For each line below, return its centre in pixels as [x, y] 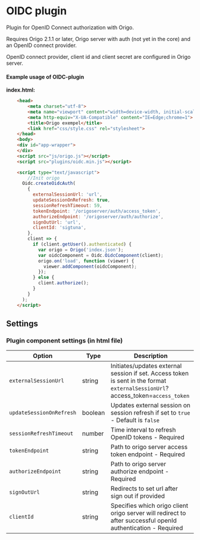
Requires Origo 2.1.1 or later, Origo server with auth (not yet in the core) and [98, 39]
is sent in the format [138, 381]
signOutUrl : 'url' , [57, 222]
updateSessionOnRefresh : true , [71, 200]
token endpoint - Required [148, 454]
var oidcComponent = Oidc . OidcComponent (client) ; [101, 255]
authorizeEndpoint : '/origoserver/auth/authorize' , [98, 216]
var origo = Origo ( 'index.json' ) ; [81, 250]
